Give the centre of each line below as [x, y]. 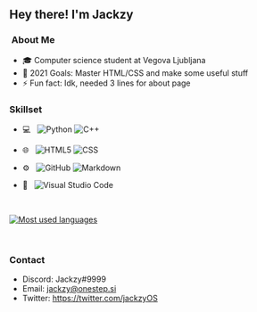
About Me [33, 40]
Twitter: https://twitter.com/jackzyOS [90, 299]
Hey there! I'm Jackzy [71, 15]
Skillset [26, 109]
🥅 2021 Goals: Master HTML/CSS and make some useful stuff [135, 73]
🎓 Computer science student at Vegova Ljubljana [114, 60]
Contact [27, 259]
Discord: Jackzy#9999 [64, 279]
